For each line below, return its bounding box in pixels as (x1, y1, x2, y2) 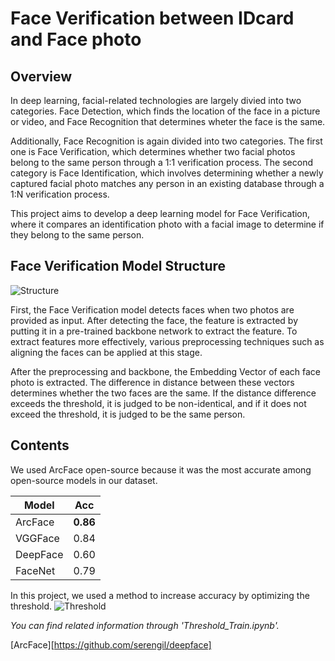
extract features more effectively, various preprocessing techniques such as (10, 335, 325, 347)
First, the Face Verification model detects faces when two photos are (10, 303, 295, 316)
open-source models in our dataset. (10, 474, 158, 486)
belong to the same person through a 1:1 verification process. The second (10, 157, 314, 168)
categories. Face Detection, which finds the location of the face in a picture (10, 105, 321, 117)
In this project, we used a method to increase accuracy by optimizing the (10, 589, 310, 601)
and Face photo (10, 28, 142, 51)
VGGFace (15, 531, 60, 545)
